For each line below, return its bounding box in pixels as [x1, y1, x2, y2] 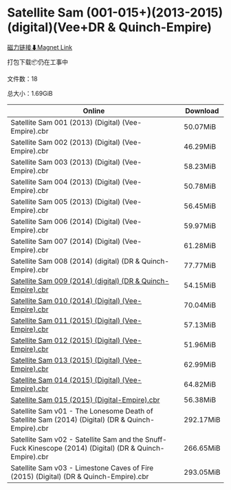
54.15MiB [184, 280, 217, 290]
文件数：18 [7, 74, 38, 83]
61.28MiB [184, 241, 217, 250]
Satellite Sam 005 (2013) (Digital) [10, 196, 121, 206]
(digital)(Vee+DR [7, 19, 105, 35]
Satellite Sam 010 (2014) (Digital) [10, 296, 121, 305]
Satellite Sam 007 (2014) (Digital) [10, 236, 121, 246]
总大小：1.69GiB [7, 89, 53, 97]
